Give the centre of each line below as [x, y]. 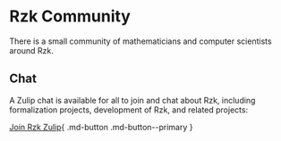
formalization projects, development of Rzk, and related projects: [129, 110]
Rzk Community [70, 17]
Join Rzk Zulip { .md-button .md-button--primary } [101, 127]
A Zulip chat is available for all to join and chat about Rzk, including [132, 100]
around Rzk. [31, 50]
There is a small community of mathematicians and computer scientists [140, 41]
